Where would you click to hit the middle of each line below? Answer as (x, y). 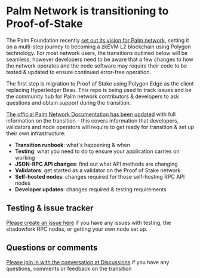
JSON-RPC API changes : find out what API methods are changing (96, 164)
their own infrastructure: (36, 133)
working (25, 157)
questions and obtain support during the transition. (69, 102)
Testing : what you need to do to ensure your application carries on (97, 151)
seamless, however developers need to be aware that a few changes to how (100, 59)
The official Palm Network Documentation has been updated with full (91, 114)
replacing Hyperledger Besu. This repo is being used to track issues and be (99, 90)
